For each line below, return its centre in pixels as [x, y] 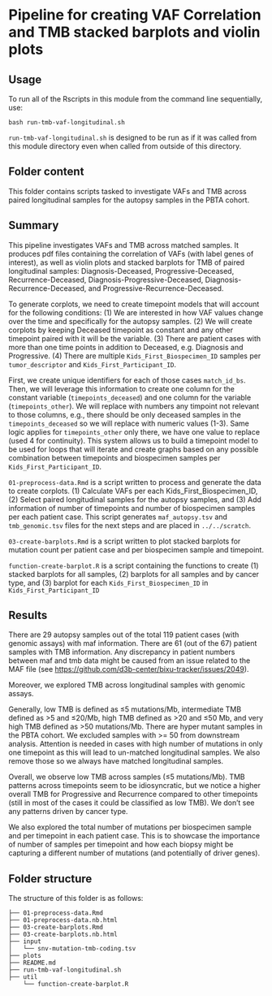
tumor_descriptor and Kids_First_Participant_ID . [93, 364]
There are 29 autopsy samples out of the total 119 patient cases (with [124, 634]
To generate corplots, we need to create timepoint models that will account [134, 304]
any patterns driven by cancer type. [68, 812]
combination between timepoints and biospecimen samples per [114, 457]
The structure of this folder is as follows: [76, 899]
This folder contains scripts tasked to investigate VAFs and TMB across [127, 191]
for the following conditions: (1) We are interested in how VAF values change [136, 312]
